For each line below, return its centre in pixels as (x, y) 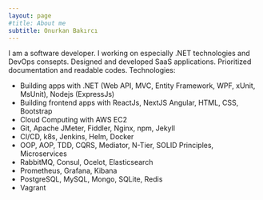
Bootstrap (36, 111)
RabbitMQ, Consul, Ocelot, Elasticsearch (86, 162)
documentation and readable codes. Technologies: (92, 70)
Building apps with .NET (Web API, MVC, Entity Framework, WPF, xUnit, (137, 86)
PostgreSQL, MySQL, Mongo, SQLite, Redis (91, 179)
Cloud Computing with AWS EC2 (74, 120)
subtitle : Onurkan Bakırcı (53, 30)
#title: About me (37, 23)
